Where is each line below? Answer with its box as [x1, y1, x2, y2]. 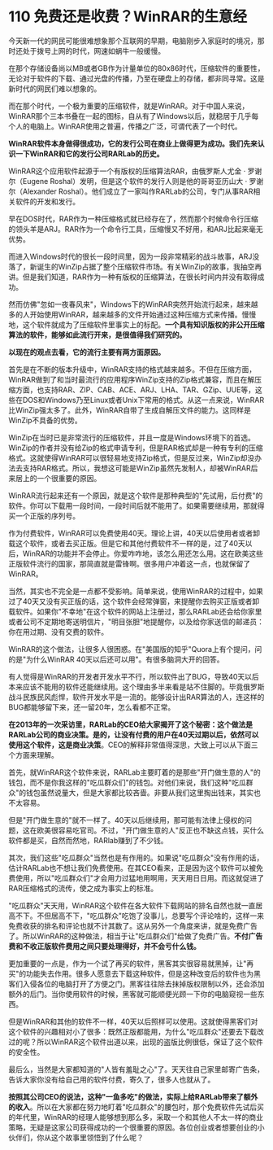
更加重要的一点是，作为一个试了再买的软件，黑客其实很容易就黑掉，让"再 [8, 958, 254, 969]
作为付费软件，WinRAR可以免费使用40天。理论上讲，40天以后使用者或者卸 [8, 528, 260, 538]
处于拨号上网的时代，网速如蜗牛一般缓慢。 [22, 46, 165, 55]
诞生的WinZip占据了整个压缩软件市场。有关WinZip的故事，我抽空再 [36, 261, 262, 271]
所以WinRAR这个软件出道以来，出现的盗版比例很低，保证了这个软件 [36, 1037, 264, 1047]
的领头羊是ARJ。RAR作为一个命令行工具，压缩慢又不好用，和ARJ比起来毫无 [8, 224, 263, 234]
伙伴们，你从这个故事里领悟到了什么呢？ [8, 1132, 144, 1142]
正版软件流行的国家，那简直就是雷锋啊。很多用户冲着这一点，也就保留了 [8, 558, 250, 568]
